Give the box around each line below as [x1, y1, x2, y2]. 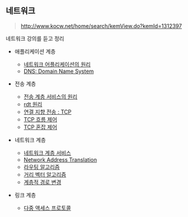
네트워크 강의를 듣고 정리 [5, 35, 64, 42]
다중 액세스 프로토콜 [23, 204, 71, 212]
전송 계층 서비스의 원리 [23, 93, 78, 100]
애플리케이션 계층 [14, 47, 56, 55]
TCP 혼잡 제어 [23, 123, 57, 131]
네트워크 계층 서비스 [23, 149, 71, 156]
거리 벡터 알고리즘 [23, 171, 66, 178]
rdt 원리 [23, 100, 43, 108]
